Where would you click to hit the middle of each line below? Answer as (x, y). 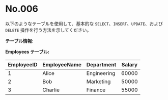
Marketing (99, 81)
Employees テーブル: (27, 52)
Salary (130, 64)
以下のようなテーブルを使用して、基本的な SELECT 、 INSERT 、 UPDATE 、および (84, 23)
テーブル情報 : (19, 41)
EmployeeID (23, 64)
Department (101, 64)
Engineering (101, 73)
